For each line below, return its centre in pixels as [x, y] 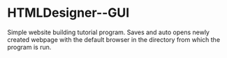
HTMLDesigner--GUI [68, 13]
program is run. [29, 47]
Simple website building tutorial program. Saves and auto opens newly [108, 32]
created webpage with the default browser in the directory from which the [114, 39]
